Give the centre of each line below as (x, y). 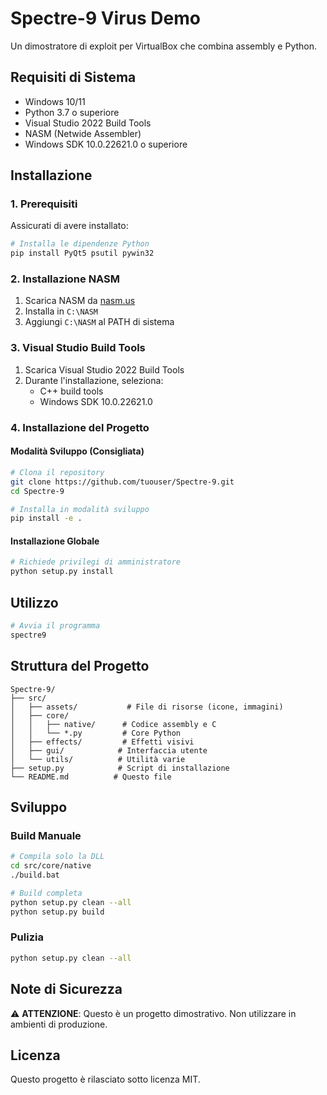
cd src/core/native (51, 866)
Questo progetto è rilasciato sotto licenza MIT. (105, 1079)
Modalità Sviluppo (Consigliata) (77, 451)
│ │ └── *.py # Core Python (96, 733)
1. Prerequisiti (44, 204)
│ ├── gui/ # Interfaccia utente (109, 750)
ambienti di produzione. (59, 1024)
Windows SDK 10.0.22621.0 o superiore (106, 144)
